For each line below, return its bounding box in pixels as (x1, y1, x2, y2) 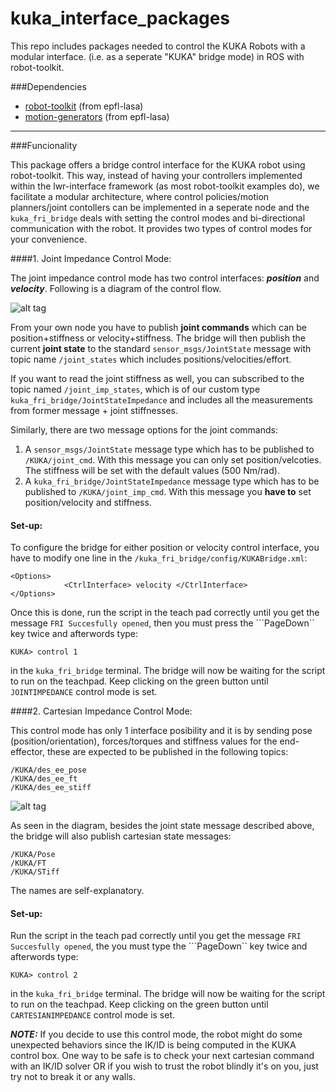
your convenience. (10, 233, 87, 245)
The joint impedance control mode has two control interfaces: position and (10, 272, 320, 284)
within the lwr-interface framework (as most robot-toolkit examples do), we (10, 180, 320, 192)
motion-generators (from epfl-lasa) (24, 110, 170, 122)
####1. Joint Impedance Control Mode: (10, 252, 172, 264)
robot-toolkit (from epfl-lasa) (24, 100, 144, 112)
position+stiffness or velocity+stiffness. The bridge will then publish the (10, 332, 306, 344)
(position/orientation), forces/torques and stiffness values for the (10, 735, 278, 747)
